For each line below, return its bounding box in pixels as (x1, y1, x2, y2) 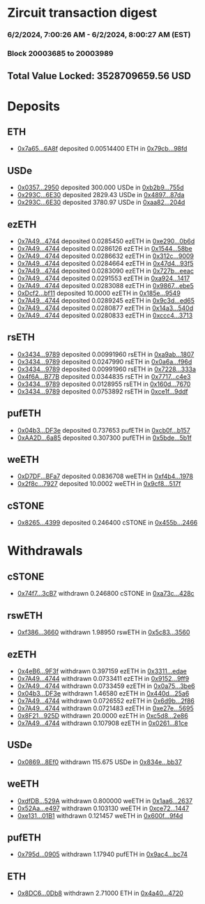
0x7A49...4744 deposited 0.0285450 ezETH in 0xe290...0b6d (17, 237, 195, 245)
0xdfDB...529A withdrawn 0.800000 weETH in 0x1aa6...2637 (17, 796, 193, 805)
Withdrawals (7, 543, 83, 559)
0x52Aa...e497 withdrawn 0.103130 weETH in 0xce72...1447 (17, 804, 190, 812)
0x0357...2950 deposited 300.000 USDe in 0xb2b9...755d (17, 183, 184, 192)
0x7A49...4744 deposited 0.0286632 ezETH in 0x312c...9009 (17, 252, 194, 260)
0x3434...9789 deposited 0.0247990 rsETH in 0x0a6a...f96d (17, 357, 192, 366)
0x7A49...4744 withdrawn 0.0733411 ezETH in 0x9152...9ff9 (17, 674, 190, 682)
